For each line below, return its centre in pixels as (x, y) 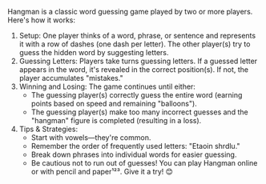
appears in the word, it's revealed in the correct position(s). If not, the (134, 70)
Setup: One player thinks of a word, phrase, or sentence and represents (137, 36)
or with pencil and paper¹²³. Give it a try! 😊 (102, 172)
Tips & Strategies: (48, 129)
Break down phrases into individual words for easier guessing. (134, 154)
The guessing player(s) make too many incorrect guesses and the (140, 112)
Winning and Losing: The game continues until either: (107, 86)
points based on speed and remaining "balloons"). (114, 104)
